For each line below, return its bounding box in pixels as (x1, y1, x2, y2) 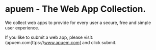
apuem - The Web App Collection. (5, 3, 146, 15)
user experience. (5, 25, 39, 30)
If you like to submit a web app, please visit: (5, 34, 94, 40)
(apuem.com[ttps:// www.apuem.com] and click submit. (5, 39, 117, 45)
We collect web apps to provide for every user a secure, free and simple (5, 20, 151, 25)
